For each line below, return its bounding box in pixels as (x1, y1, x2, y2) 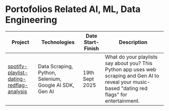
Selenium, (38, 75, 62, 82)
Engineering (5, 14, 57, 26)
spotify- (8, 63, 28, 70)
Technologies (41, 39, 75, 46)
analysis (8, 88, 28, 95)
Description (119, 39, 148, 46)
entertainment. (105, 97, 140, 104)
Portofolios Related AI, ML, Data (5, 4, 141, 15)
